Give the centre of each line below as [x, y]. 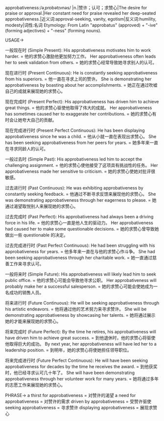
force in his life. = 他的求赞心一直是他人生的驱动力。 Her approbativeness [79, 223]
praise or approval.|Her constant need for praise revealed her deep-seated [81, 13]
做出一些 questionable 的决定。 [36, 235]
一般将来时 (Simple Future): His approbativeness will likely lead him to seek [81, 274]
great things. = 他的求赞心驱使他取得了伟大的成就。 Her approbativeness [79, 108]
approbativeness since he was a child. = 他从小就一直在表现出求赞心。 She [81, 136]
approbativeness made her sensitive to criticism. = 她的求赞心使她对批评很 [80, 171]
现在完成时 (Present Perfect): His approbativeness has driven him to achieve [82, 102]
